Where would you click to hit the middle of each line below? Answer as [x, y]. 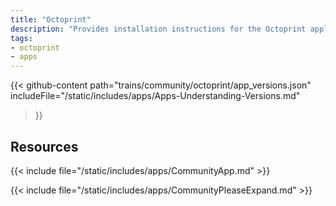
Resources [44, 146]
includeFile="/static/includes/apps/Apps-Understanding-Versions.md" [155, 96]
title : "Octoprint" [51, 19]
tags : [21, 38]
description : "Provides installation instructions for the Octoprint [158, 29]
